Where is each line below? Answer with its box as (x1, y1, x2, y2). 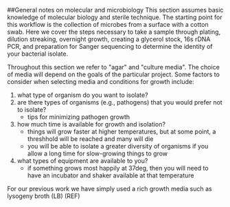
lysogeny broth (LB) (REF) (7, 192, 80, 200)
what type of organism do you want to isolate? (16, 91, 149, 99)
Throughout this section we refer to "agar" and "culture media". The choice (7, 63, 220, 71)
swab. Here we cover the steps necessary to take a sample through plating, (7, 28, 221, 36)
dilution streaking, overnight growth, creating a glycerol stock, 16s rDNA (7, 35, 211, 43)
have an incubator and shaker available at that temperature (27, 171, 194, 179)
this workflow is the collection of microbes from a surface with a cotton (7, 21, 209, 28)
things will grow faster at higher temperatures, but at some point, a (27, 127, 216, 135)
